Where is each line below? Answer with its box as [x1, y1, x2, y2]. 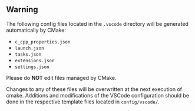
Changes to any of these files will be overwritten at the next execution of [6, 85, 183, 93]
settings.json [14, 64, 49, 70]
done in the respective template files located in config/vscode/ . [6, 98, 160, 105]
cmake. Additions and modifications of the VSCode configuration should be [6, 92, 190, 99]
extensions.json [14, 58, 55, 63]
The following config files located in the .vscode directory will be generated [6, 20, 189, 27]
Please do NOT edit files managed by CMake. [6, 74, 117, 81]
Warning [6, 5, 38, 15]
